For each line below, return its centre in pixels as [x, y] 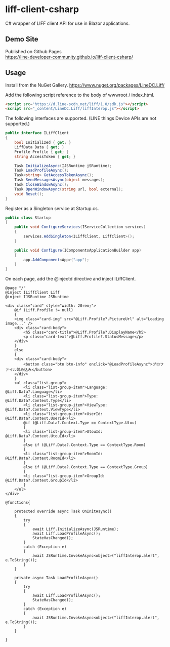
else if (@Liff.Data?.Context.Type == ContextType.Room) [84, 445]
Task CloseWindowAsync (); [42, 185]
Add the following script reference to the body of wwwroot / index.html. [80, 95]
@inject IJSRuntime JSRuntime [37, 297]
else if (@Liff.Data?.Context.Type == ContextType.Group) [86, 467]
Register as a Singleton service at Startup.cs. [52, 208]
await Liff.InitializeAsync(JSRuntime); [75, 529]
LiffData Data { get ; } [39, 147]
